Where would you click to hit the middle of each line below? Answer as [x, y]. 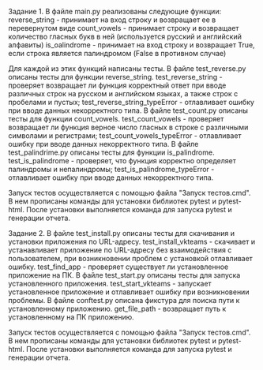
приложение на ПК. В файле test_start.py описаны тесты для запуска [124, 275]
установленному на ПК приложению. [71, 317]
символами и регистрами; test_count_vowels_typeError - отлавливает [125, 136]
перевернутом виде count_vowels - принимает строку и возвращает [124, 28]
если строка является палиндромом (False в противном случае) [117, 53]
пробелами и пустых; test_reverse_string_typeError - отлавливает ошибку [131, 102]
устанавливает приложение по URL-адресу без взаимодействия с [120, 250]
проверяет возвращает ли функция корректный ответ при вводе [117, 85]
